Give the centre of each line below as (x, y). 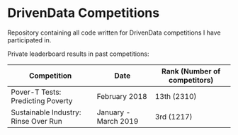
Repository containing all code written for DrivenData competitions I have (114, 33)
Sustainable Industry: (46, 112)
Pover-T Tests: (36, 92)
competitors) (191, 80)
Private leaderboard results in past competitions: (78, 54)
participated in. (29, 40)
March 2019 (118, 121)
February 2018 (122, 96)
